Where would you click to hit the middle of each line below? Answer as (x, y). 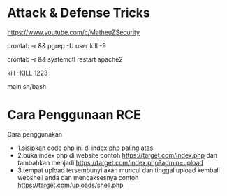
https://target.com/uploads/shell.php (70, 185)
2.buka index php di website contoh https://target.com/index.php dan (117, 155)
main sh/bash (27, 86)
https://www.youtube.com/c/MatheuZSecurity (74, 32)
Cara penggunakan (35, 134)
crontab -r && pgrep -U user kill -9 (57, 45)
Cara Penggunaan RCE (74, 115)
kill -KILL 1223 (28, 73)
